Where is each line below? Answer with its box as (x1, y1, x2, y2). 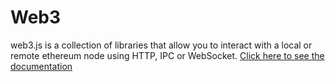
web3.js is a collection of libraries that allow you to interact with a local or (10, 39, 313, 51)
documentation (10, 60, 73, 72)
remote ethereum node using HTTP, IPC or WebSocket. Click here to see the (10, 49, 325, 61)
